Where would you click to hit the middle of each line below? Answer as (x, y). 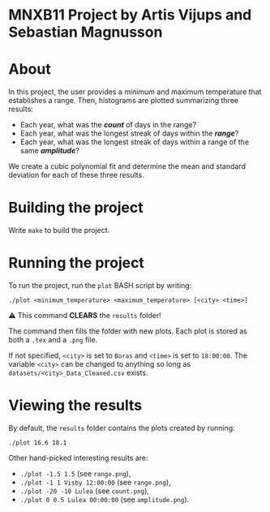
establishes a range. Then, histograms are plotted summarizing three (124, 101)
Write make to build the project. (59, 230)
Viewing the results (75, 405)
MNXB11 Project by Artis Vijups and (130, 15)
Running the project (76, 263)
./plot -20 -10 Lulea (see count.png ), (85, 490)
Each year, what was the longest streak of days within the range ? (129, 133)
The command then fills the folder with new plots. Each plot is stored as (128, 331)
